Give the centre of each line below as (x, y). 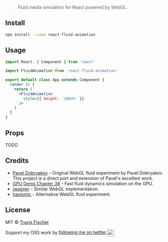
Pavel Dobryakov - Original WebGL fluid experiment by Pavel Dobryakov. (88, 173)
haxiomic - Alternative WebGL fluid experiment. (62, 194)
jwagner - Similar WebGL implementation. (56, 189)
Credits (17, 161)
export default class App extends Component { (55, 80)
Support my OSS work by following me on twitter (56, 232)
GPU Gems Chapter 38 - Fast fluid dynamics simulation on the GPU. (83, 183)
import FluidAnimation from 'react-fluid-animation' (62, 71)
